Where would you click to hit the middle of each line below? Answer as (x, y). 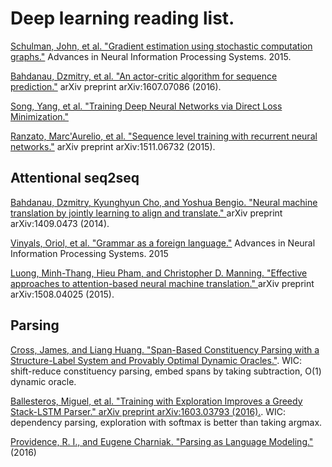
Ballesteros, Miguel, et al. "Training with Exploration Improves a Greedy (156, 401)
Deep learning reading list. (122, 18)
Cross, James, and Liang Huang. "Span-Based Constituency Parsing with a (165, 349)
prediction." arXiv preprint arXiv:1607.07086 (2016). (116, 86)
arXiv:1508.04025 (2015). (62, 294)
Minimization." (39, 116)
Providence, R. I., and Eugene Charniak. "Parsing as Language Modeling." (162, 441)
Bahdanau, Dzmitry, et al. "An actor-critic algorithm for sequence (144, 76)
